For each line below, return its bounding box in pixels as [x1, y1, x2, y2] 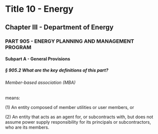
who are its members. [5, 124, 49, 130]
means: [5, 95, 21, 101]
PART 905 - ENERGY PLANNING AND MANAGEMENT [5, 38, 134, 45]
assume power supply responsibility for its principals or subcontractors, [5, 119, 152, 125]
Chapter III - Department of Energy [5, 23, 114, 31]
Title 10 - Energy [5, 3, 74, 15]
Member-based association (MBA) [5, 80, 76, 85]
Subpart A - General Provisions [5, 56, 71, 62]
